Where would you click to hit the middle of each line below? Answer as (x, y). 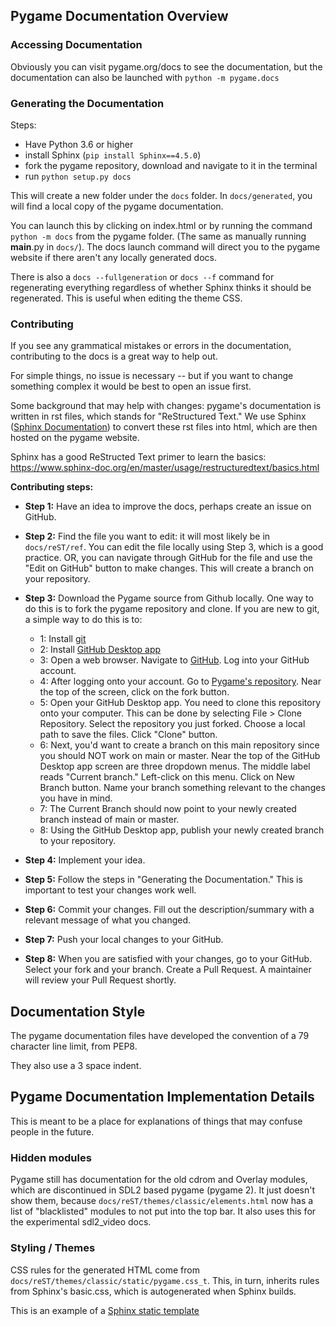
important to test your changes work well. (110, 890)
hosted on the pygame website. (75, 438)
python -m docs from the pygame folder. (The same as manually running (158, 236)
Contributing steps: (52, 487)
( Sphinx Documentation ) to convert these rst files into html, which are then (164, 427)
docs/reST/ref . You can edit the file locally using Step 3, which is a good (174, 547)
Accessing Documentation (76, 45)
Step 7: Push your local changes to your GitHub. (124, 940)
